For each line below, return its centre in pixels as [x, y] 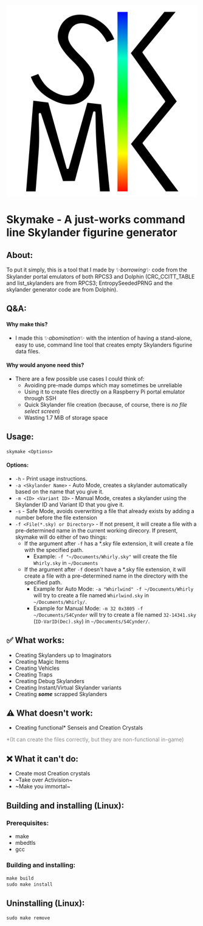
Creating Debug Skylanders [50, 681]
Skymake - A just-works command [96, 220]
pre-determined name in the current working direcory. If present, [96, 530]
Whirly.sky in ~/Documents [66, 562]
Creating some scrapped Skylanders [61, 694]
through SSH [40, 398]
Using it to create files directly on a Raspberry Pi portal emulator [105, 392]
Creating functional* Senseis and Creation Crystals [79, 728]
